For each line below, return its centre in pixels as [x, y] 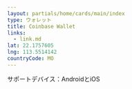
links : [17, 33]
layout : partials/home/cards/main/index [66, 13]
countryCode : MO [30, 59]
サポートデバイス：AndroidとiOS [54, 79]
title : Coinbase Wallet [41, 26]
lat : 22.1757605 [30, 46]
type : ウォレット [29, 20]
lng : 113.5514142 [32, 52]
